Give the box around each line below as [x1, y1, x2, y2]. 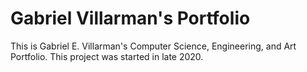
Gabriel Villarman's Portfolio [10, 7, 251, 30]
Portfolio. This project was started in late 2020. [10, 50, 204, 62]
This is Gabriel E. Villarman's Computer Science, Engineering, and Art [10, 40, 297, 52]
